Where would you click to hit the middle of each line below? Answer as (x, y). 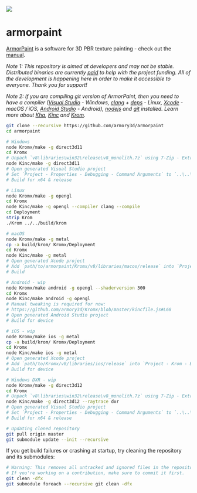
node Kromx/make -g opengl (39, 196)
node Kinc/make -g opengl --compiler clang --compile (73, 207)
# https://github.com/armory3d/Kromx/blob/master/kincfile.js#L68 (89, 310)
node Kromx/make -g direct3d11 (44, 147)
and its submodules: (30, 457)
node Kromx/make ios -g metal (43, 336)
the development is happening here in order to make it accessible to (89, 79)
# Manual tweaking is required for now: (56, 304)
